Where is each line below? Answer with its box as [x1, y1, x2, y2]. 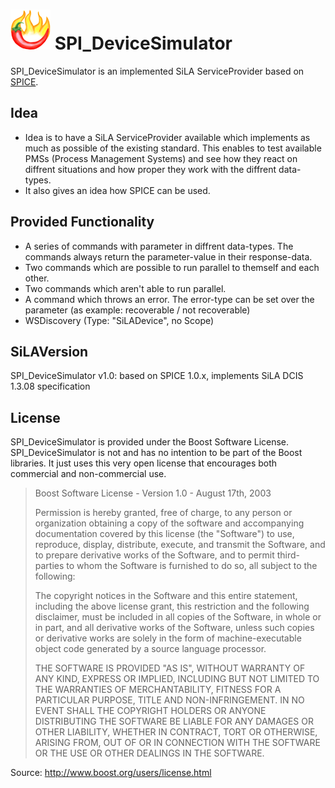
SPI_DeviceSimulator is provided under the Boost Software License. [10, 436, 290, 448]
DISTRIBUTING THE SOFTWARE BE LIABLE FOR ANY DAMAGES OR [34, 715, 314, 728]
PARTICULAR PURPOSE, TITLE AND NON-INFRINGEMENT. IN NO [34, 694, 305, 706]
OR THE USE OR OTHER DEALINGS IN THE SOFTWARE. [34, 747, 265, 759]
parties [34, 560, 65, 572]
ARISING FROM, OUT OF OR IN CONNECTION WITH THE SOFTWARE [34, 737, 321, 749]
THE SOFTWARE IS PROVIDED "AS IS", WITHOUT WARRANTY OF [34, 662, 306, 674]
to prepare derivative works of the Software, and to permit [34, 549, 275, 561]
